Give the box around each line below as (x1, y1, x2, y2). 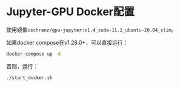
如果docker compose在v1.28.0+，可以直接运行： (6, 39, 128, 46)
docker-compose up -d (6, 51, 61, 57)
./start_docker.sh (6, 74, 53, 81)
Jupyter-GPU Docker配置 (6, 5, 135, 19)
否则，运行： (6, 62, 38, 69)
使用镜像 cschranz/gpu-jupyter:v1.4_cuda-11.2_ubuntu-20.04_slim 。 (6, 26, 177, 33)
